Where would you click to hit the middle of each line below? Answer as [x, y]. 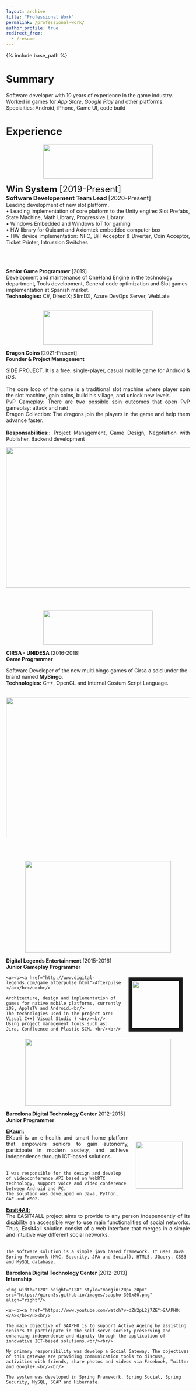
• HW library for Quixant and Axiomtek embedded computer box [83, 230]
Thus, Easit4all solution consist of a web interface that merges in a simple [98, 1228]
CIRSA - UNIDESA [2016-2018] [43, 653]
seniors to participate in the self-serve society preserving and [88, 1331]
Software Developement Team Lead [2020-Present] [78, 198]
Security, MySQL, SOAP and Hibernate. [53, 1382]
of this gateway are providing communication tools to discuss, [86, 1356]
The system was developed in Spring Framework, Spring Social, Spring [94, 1377]
